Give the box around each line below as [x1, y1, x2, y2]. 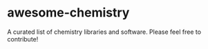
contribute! [7, 35, 39, 43]
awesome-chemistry [7, 5, 130, 21]
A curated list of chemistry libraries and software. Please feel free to [7, 28, 202, 36]
